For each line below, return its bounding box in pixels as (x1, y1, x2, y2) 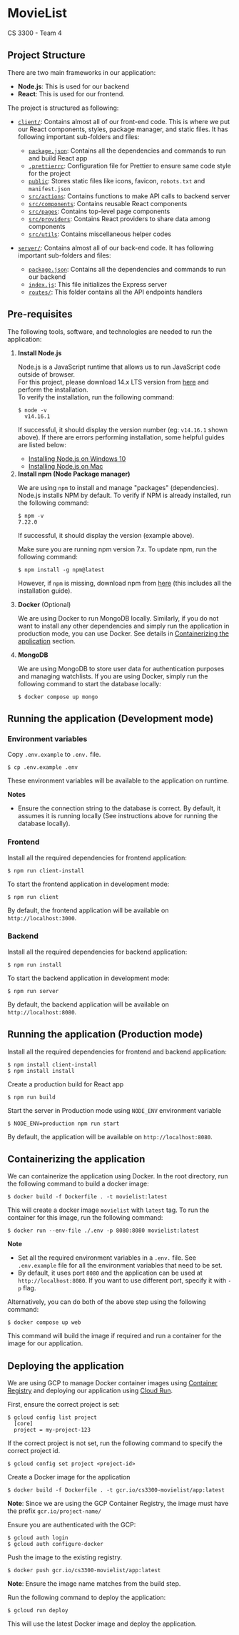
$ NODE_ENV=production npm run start (7, 1120, 120, 1127)
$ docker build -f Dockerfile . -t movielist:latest (7, 1193, 168, 1201)
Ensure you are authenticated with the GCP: (7, 1521, 136, 1529)
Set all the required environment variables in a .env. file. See (17, 1253, 196, 1262)
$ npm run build (7, 1094, 56, 1101)
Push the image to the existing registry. (7, 1553, 123, 1562)
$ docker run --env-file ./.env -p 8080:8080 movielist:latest (7, 1227, 200, 1235)
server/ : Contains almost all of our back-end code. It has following (17, 243, 214, 252)
